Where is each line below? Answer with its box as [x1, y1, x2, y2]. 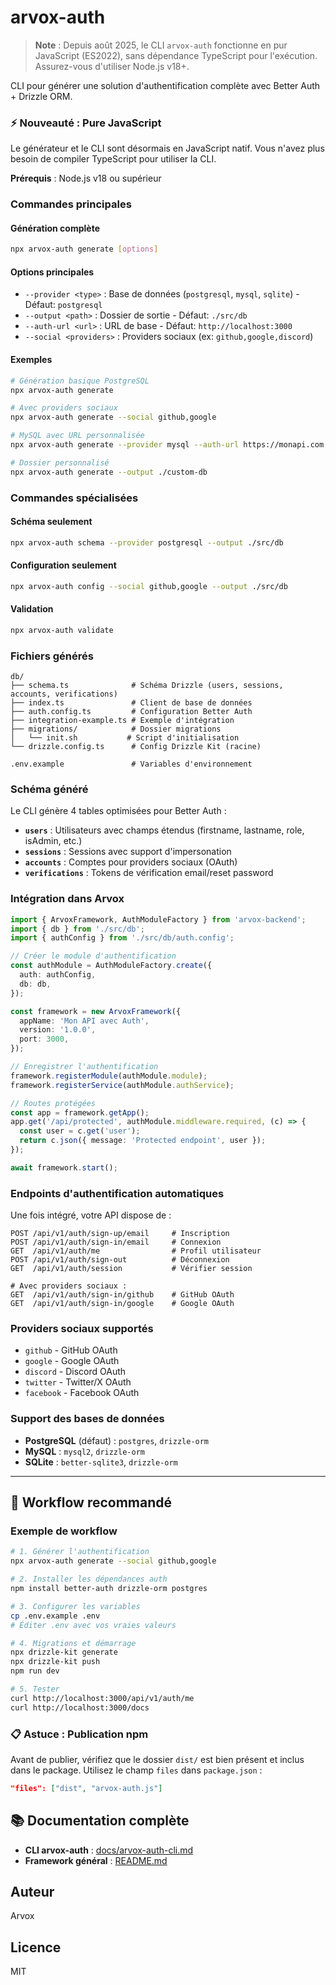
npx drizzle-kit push [10, 1657, 101, 1667]
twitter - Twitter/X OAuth [24, 1376, 132, 1388]
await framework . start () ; [10, 1162, 118, 1173]
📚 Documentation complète [10, 1812, 190, 1830]
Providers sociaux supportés [10, 1322, 154, 1336]
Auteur [10, 1884, 55, 1901]
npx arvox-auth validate [10, 625, 114, 635]
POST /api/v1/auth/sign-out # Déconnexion [10, 1255, 230, 1265]
